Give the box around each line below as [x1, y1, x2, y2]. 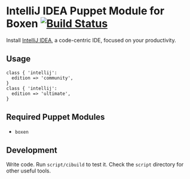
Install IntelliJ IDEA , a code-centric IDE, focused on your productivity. [6, 36, 176, 44]
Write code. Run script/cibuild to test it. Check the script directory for [6, 161, 184, 168]
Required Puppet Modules [6, 112, 105, 122]
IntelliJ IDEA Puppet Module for [6, 4, 165, 18]
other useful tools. [6, 167, 51, 174]
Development [6, 145, 58, 155]
